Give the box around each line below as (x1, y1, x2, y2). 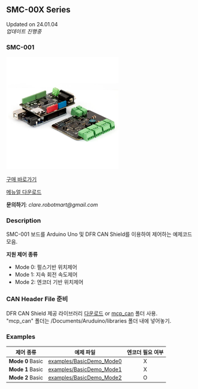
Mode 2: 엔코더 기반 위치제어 (14, 278, 84, 286)
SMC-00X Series (6, 5, 71, 15)
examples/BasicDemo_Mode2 (48, 374, 122, 381)
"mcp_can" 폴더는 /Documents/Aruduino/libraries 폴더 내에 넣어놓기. (6, 317, 172, 324)
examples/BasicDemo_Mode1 (48, 366, 122, 373)
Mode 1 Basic (8, 366, 44, 373)
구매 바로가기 (6, 176, 37, 183)
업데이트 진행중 (6, 27, 42, 35)
